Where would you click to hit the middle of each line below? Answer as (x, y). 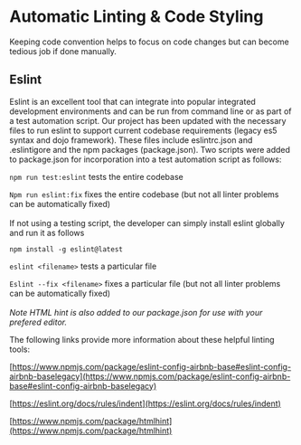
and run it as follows (47, 232)
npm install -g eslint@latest (66, 249)
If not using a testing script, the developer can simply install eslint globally (147, 222)
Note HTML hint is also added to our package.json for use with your (136, 312)
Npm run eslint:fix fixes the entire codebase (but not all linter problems (144, 194)
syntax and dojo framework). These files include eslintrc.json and (131, 140)
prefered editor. (38, 322)
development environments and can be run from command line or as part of (150, 111)
